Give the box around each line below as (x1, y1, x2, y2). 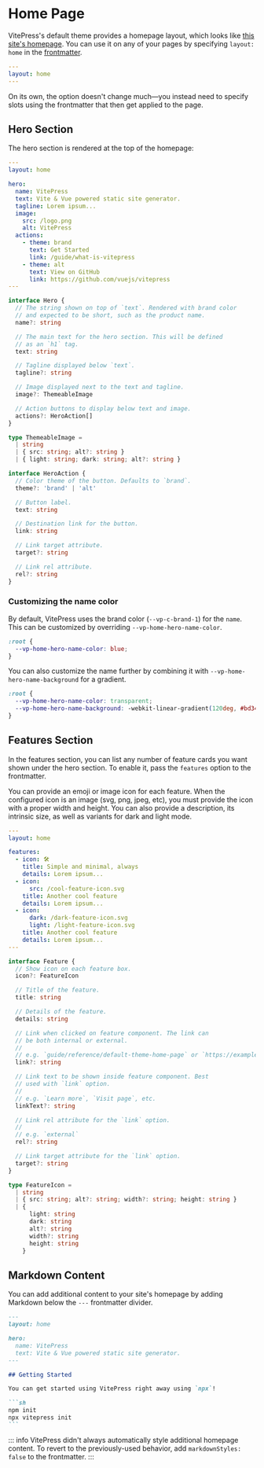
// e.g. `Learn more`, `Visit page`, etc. (15, 1095, 156, 1102)
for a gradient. (80, 675, 127, 684)
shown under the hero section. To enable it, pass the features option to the (8, 763, 251, 772)
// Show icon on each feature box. (15, 965, 132, 973)
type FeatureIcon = (8, 1181, 72, 1189)
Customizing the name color (8, 596, 119, 607)
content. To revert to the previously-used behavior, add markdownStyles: (8, 1444, 242, 1453)
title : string (15, 994, 61, 1002)
